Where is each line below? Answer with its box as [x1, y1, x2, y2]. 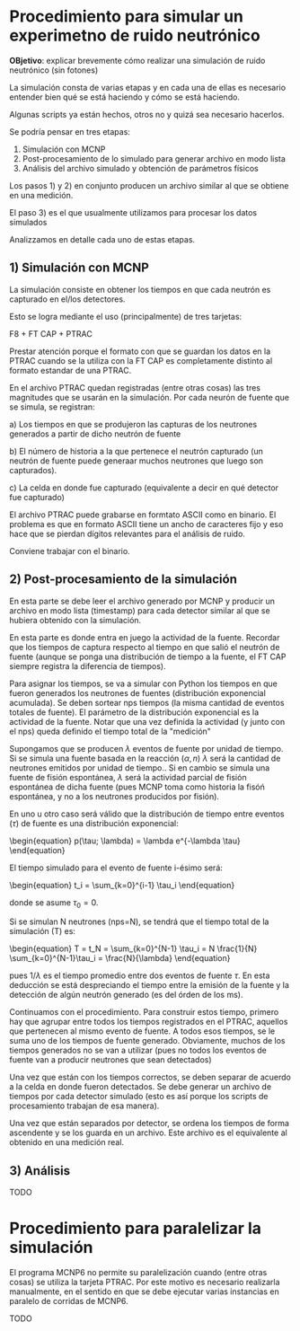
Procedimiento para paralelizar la [9, 1219, 262, 1238]
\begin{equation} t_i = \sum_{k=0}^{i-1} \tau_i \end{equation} [9, 879, 235, 890]
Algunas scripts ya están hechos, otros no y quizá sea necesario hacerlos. [9, 109, 285, 119]
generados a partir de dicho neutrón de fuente [9, 428, 181, 439]
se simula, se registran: [9, 401, 96, 412]
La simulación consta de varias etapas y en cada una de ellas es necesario [9, 82, 286, 93]
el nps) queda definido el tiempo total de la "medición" [9, 726, 211, 736]
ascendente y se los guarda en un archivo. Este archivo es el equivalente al [9, 1127, 287, 1138]
